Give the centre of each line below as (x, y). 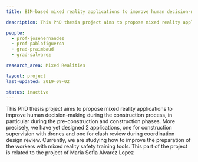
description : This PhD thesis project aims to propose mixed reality (93, 22)
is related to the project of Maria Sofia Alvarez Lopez (70, 153)
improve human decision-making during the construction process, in (89, 115)
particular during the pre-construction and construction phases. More (91, 121)
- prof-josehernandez (38, 38)
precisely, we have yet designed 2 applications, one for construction (89, 128)
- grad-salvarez (31, 55)
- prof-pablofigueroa (38, 44)
